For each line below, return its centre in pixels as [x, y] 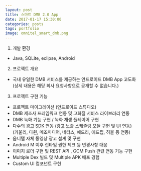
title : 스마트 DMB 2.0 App [32, 15]
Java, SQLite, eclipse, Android [44, 58]
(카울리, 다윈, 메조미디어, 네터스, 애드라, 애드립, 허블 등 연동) [71, 132]
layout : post [19, 10]
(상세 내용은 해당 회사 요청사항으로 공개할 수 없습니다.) [65, 85]
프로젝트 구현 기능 [30, 96]
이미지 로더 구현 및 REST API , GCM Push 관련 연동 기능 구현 [73, 151]
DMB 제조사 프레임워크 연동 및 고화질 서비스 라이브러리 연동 [71, 113]
